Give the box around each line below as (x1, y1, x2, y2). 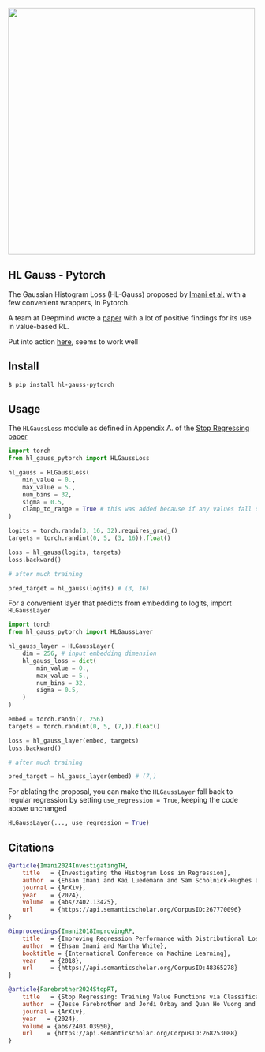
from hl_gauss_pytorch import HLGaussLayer (8, 628, 154, 636)
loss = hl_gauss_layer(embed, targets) (8, 736, 140, 745)
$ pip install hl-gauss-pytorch (8, 380, 114, 388)
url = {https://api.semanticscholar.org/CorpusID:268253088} (22, 1030, 238, 1038)
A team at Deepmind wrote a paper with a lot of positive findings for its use (8, 313, 252, 323)
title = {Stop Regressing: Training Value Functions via (22, 993, 221, 1001)
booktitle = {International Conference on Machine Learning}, (22, 949, 231, 957)
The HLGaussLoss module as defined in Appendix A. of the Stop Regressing (8, 423, 250, 433)
